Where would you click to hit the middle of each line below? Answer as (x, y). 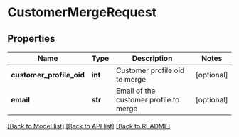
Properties (31, 39)
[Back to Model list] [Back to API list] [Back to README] (89, 126)
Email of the (136, 91)
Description (152, 59)
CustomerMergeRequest (82, 12)
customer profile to (148, 100)
